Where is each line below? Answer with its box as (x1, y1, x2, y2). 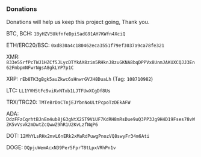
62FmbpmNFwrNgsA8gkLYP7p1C (6, 65, 74, 71)
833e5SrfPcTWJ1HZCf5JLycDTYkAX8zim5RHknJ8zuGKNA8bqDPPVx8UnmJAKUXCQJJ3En (6, 59, 196, 66)
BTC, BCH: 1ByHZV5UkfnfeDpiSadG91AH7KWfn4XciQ (6, 30, 126, 37)
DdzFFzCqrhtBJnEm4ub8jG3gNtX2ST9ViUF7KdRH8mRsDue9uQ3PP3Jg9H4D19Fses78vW (6, 116, 196, 123)
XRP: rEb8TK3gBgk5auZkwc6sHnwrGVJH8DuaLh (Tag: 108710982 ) (6, 76, 153, 83)
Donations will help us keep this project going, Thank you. (6, 19, 150, 26)
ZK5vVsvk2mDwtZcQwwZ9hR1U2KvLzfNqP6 (6, 122, 98, 128)
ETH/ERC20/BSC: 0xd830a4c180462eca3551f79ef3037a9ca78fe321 (6, 41, 164, 49)
